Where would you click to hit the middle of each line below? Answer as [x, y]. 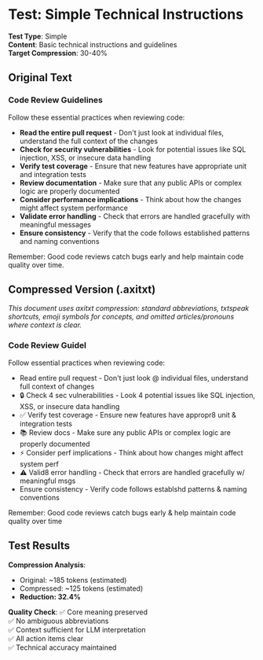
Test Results [39, 546]
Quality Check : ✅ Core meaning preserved [78, 612]
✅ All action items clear [46, 638]
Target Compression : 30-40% [58, 53]
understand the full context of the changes [89, 141]
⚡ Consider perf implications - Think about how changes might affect [131, 452]
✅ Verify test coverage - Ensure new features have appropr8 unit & [128, 415]
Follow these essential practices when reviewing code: [97, 117]
